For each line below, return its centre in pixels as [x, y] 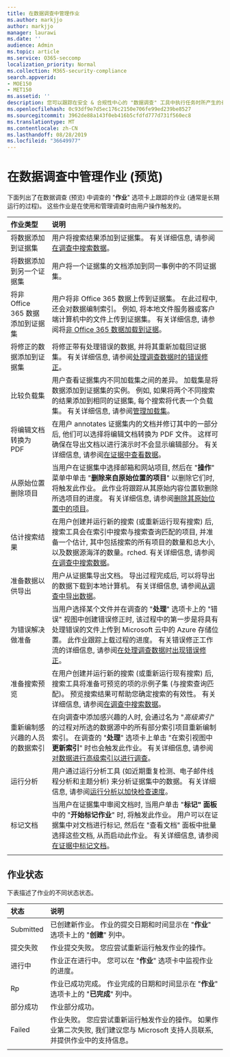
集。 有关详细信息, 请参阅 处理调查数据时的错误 [127, 357]
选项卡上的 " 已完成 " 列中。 [93, 994]
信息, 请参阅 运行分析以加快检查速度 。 [112, 792]
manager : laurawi [32, 33]
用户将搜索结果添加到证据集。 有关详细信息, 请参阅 [133, 238]
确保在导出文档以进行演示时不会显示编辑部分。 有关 [135, 444]
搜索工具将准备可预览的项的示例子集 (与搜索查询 [129, 684]
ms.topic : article [33, 52]
